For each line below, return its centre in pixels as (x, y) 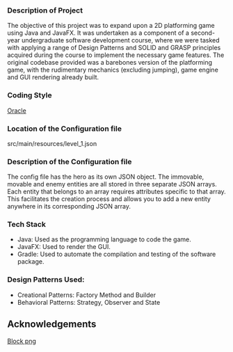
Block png (22, 341)
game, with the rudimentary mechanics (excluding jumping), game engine (113, 70)
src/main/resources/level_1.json (52, 143)
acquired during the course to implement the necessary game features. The (116, 55)
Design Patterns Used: (46, 280)
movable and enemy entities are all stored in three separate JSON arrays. (112, 184)
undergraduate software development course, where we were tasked (121, 40)
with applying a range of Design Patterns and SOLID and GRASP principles (114, 48)
